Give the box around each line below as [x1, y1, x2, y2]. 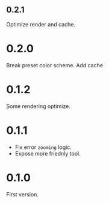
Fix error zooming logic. [14, 144, 72, 151]
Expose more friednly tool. [14, 150, 81, 157]
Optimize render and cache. [6, 20, 76, 28]
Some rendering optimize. [6, 102, 70, 110]
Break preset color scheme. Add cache [6, 61, 104, 68]
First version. [6, 190, 39, 198]
